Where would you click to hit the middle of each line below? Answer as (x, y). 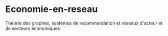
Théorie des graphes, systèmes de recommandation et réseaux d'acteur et (84, 23)
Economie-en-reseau (52, 9)
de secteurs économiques (33, 28)
